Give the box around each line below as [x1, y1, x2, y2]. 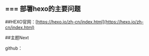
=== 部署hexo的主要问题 [5, 4, 81, 13]
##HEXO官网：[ [5, 19, 37, 25]
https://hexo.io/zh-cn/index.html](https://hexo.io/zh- [37, 19, 144, 25]
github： [5, 45, 23, 51]
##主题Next [5, 34, 29, 41]
